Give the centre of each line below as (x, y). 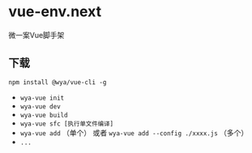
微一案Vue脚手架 (36, 35)
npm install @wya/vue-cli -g (58, 82)
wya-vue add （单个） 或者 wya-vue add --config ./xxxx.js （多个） (134, 133)
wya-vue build (44, 115)
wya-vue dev (40, 106)
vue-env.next (55, 12)
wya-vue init (42, 98)
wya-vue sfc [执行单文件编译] (67, 124)
